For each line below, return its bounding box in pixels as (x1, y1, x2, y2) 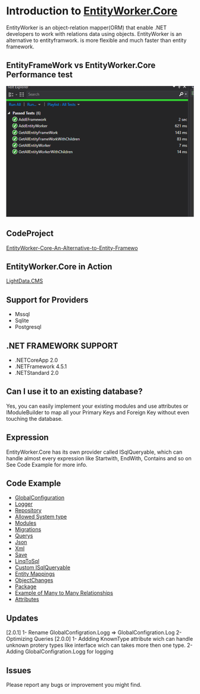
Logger (14, 500, 33, 507)
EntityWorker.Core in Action (6, 261, 112, 271)
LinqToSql (14, 558, 40, 565)
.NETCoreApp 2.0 (14, 356, 58, 363)
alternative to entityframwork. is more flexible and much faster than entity (6, 36, 187, 44)
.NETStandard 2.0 (14, 369, 59, 376)
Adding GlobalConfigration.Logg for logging (6, 648, 114, 655)
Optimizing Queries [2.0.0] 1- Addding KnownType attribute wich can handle (6, 635, 193, 643)
